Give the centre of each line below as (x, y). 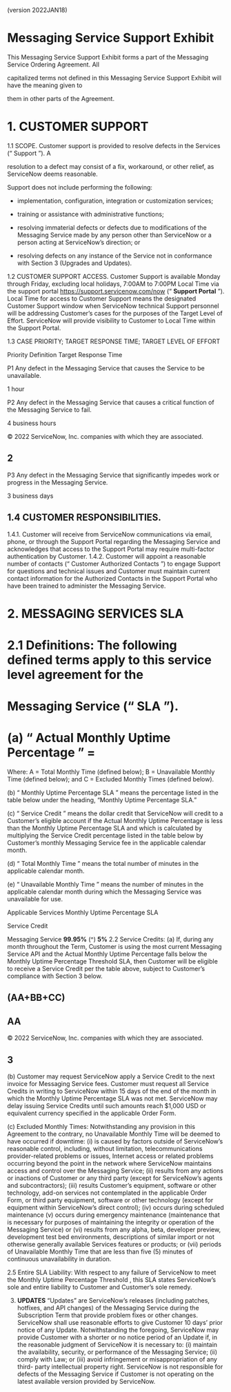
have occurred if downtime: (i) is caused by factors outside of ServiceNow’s (115, 1141)
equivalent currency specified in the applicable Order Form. (92, 1113)
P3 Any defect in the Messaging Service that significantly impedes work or (113, 475)
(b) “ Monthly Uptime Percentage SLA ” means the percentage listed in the (113, 793)
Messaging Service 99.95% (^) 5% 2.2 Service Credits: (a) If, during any (110, 939)
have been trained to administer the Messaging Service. (87, 586)
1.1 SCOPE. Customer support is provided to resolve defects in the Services (114, 145)
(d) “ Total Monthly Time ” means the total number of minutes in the (103, 864)
